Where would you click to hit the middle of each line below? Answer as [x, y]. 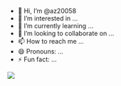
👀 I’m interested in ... [48, 18]
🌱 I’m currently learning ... [56, 26]
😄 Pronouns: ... [41, 51]
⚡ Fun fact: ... [37, 59]
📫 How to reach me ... [51, 41]
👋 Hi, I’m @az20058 [47, 11]
